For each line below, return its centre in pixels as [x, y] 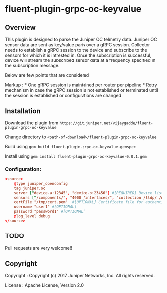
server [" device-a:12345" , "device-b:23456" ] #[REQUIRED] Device [83, 193]
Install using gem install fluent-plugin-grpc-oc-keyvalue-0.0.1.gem [76, 156]
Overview [21, 28]
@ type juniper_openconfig [41, 184]
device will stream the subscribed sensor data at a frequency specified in [80, 60]
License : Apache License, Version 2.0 [44, 285]
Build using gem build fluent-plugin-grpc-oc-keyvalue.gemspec [71, 146]
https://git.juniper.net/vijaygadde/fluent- [106, 123]
